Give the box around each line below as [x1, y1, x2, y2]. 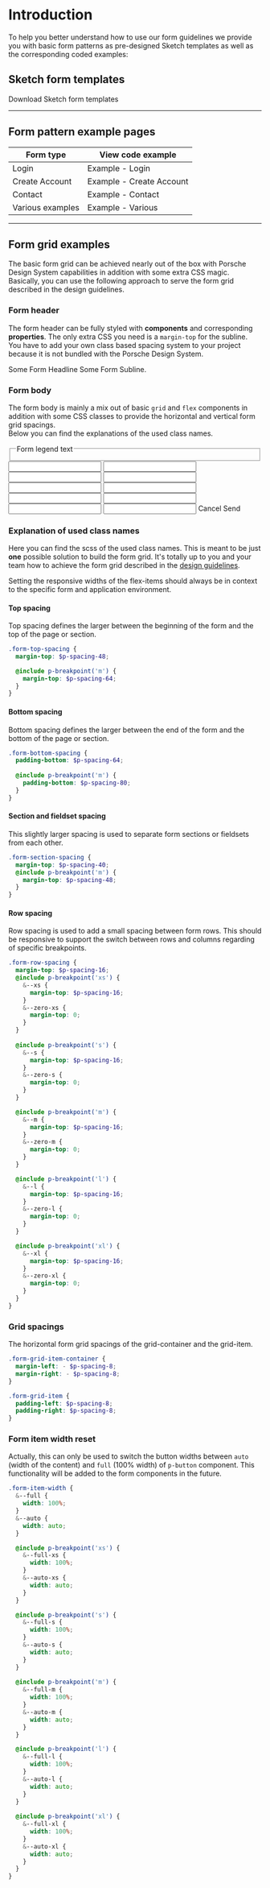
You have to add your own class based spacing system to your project [8, 340, 241, 350]
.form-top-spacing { [8, 645, 78, 653]
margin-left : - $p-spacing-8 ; [15, 1363, 117, 1371]
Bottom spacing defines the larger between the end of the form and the [8, 725, 245, 735]
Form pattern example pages [8, 125, 156, 139]
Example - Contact [87, 188, 159, 200]
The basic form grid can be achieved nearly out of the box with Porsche [8, 259, 247, 269]
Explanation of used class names [8, 525, 140, 536]
